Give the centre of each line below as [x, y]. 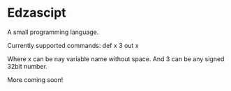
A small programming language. [53, 32]
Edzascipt [37, 13]
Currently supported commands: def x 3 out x [73, 45]
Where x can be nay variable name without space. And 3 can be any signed [116, 59]
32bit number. [27, 66]
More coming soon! [35, 80]
